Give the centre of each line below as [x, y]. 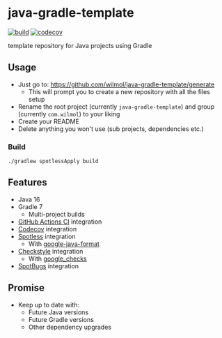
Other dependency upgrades [70, 327]
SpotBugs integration [48, 266]
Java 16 [29, 199]
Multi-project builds [57, 214]
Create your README [48, 121]
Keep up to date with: [48, 305]
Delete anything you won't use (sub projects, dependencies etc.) [111, 129]
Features [27, 183]
